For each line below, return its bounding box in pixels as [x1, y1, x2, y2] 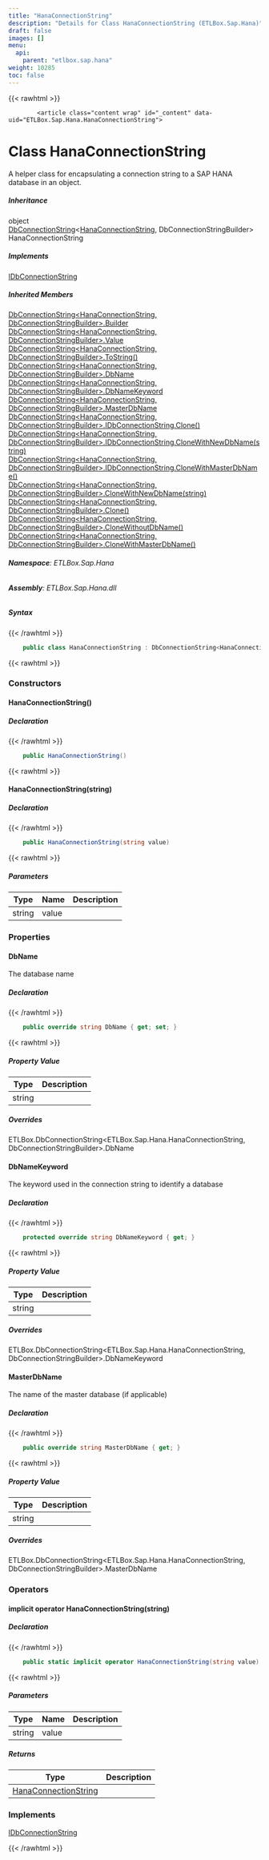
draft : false [8, 26, 52, 34]
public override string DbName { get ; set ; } [22, 1023, 178, 1032]
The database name [8, 969, 74, 979]
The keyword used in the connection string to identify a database [8, 1179, 223, 1190]
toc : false [8, 71, 45, 79]
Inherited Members [8, 290, 74, 300]
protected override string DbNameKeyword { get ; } [22, 1234, 195, 1242]
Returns [8, 1749, 36, 1759]
